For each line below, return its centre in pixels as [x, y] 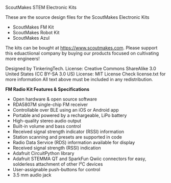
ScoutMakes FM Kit [33, 27]
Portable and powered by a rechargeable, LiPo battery [70, 115]
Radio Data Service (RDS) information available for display [74, 142]
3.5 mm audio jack [32, 175]
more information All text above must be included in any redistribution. [79, 79]
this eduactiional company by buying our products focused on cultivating [82, 53]
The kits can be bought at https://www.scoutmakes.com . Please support [81, 48]
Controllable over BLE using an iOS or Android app [66, 110]
